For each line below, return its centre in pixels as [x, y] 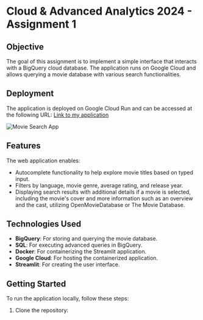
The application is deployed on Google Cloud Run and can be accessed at [99, 108]
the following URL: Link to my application [58, 115]
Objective [25, 47]
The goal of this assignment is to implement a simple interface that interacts [101, 61]
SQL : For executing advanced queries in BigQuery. [79, 245]
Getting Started [36, 284]
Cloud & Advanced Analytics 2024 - [99, 11]
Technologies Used [44, 224]
